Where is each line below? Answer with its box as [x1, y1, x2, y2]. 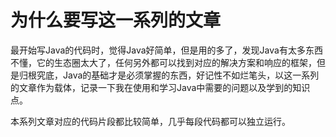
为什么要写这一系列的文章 [10, 9, 222, 32]
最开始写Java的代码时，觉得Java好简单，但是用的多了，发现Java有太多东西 [10, 44, 323, 56]
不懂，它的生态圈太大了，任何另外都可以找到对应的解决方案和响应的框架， [10, 56, 317, 68]
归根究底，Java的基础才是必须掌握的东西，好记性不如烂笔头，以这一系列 [18, 69, 320, 81]
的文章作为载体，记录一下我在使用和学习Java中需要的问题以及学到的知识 [10, 81, 311, 93]
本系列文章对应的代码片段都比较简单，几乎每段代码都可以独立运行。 [10, 115, 291, 127]
